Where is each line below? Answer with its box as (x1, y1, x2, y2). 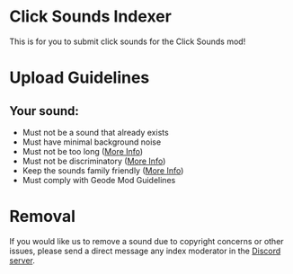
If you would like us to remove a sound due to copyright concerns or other (9, 235, 285, 246)
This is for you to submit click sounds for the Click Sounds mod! (9, 36, 246, 47)
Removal (9, 207, 76, 226)
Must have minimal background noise (22, 137, 162, 147)
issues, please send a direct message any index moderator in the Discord (9, 245, 281, 256)
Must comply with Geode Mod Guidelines (22, 174, 176, 185)
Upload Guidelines (9, 67, 150, 88)
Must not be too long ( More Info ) (22, 146, 144, 156)
